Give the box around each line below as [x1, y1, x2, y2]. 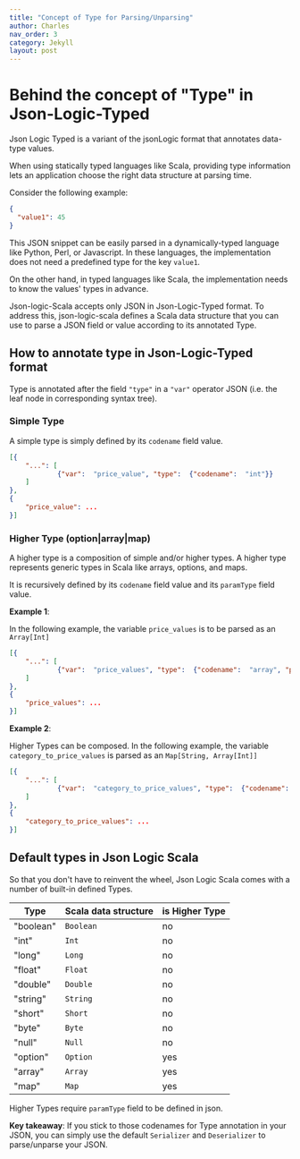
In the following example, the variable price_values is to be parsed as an [9, 624, 276, 635]
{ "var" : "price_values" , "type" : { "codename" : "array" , [56, 665, 281, 674]
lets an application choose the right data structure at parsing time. [9, 170, 253, 181]
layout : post [9, 47, 58, 55]
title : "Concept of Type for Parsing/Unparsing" [9, 13, 194, 22]
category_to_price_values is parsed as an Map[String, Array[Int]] [9, 750, 258, 761]
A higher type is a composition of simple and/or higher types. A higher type [9, 552, 287, 564]
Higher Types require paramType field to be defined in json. [9, 1103, 223, 1113]
